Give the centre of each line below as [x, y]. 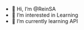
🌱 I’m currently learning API [45, 21]
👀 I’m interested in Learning [45, 15]
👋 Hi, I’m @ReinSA [33, 9]
